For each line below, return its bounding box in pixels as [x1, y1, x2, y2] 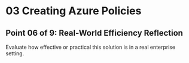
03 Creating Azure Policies [5, 4, 142, 18]
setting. [5, 50, 25, 57]
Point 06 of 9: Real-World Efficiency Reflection [5, 28, 184, 38]
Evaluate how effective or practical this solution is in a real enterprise [5, 43, 176, 51]
